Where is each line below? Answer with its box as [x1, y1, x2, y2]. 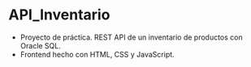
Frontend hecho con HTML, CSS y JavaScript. [19, 49, 175, 59]
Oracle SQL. [19, 40, 61, 50]
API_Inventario [8, 6, 110, 24]
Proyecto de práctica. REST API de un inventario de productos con [19, 32, 243, 42]
